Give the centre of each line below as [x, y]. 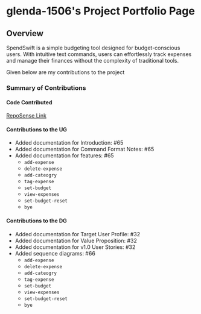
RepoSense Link [27, 116]
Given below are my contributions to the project [65, 72]
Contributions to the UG [37, 129]
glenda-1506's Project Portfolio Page [101, 11]
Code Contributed [29, 102]
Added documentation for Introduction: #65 [69, 143]
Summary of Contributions [46, 87]
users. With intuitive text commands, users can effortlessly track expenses [99, 54]
